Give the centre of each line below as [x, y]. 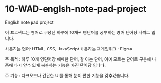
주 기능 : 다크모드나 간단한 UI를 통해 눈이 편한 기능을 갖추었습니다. [67, 75]
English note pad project [30, 22]
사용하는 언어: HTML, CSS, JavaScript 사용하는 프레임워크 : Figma [69, 49]
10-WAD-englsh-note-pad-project [76, 9]
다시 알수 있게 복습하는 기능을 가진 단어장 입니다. [60, 65]
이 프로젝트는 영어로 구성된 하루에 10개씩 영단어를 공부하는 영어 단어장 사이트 [78, 32]
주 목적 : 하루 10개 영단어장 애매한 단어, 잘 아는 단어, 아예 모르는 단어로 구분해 [78, 59]
